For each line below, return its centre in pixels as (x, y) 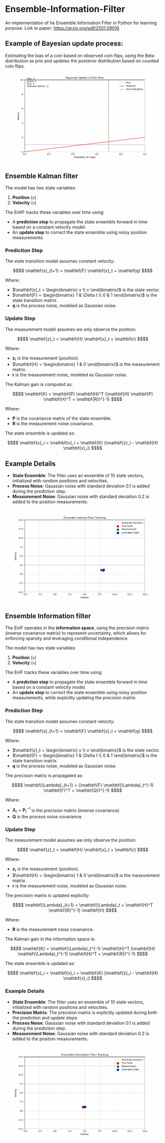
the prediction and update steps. (45, 1017)
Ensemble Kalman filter (42, 176)
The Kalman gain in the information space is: (50, 939)
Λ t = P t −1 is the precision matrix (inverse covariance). (66, 810)
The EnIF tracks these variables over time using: (54, 672)
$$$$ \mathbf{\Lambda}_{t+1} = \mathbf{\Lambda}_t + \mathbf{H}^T (83, 905)
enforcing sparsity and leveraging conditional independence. (67, 638)
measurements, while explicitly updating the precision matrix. (74, 698)
